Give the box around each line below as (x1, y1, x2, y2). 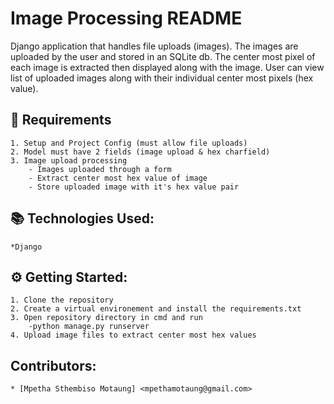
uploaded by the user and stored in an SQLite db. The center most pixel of (10, 50, 316, 62)
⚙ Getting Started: (10, 268, 128, 286)
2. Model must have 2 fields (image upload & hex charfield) (10, 147, 271, 157)
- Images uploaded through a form (28, 164, 172, 174)
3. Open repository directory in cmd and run (10, 313, 203, 323)
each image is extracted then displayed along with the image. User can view (10, 61, 325, 73)
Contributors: (10, 357, 97, 374)
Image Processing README (10, 7, 243, 30)
